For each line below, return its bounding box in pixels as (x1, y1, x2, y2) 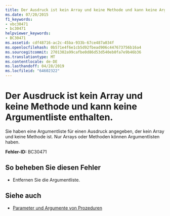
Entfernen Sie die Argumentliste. (12, 177, 80, 183)
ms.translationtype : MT (5, 54, 56, 60)
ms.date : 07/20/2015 (5, 12, 49, 17)
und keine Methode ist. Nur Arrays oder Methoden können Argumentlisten (5, 133, 160, 139)
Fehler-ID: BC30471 (5, 148, 47, 154)
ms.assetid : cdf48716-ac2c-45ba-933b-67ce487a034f (5, 40, 114, 45)
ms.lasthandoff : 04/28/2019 (5, 64, 65, 69)
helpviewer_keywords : (5, 31, 51, 36)
